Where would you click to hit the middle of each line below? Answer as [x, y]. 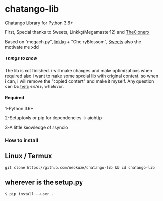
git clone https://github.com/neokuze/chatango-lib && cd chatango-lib [80, 167]
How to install [22, 140]
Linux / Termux [29, 156]
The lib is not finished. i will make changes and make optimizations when [79, 70]
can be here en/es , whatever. [35, 86]
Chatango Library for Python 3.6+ [39, 23]
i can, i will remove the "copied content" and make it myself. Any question [80, 81]
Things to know [21, 58]
